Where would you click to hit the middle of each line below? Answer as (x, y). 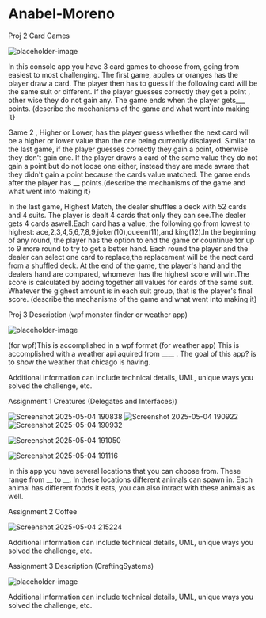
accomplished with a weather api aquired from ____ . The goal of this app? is (132, 353)
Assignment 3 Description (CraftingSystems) (81, 566)
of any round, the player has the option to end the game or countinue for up (131, 240)
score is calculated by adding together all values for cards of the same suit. (131, 282)
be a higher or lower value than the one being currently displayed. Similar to (132, 140)
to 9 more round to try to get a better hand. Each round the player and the (128, 248)
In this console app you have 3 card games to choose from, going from (124, 66)
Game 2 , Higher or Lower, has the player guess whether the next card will (129, 132)
